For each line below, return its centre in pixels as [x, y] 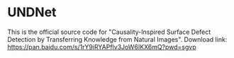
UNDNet [32, 12]
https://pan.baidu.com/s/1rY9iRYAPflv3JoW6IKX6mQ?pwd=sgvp [102, 47]
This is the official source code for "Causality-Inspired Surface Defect [109, 32]
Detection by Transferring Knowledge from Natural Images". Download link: [117, 39]
